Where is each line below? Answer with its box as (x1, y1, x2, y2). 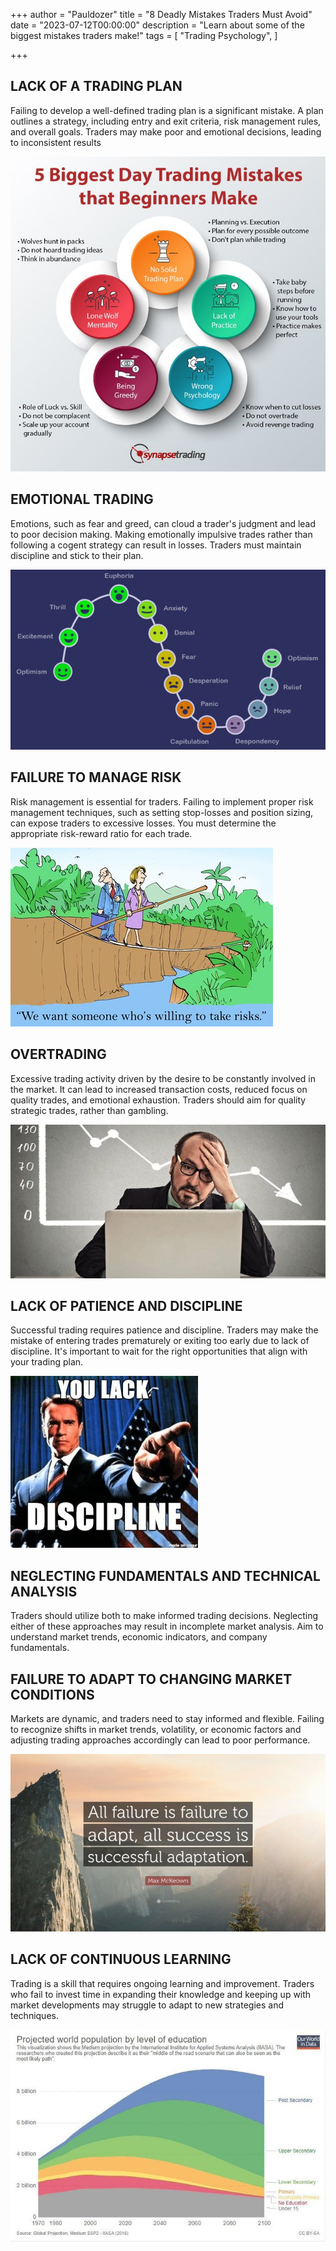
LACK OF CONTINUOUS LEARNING (10, 1951, 232, 1968)
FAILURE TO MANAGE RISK (10, 769, 182, 786)
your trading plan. (10, 1356, 84, 1368)
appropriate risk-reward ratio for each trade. (10, 827, 193, 839)
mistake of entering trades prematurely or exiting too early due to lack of (10, 1335, 310, 1347)
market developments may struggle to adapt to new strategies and (10, 1999, 285, 2011)
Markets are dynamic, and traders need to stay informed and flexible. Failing (10, 1713, 325, 1725)
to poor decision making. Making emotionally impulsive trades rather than (10, 528, 313, 540)
